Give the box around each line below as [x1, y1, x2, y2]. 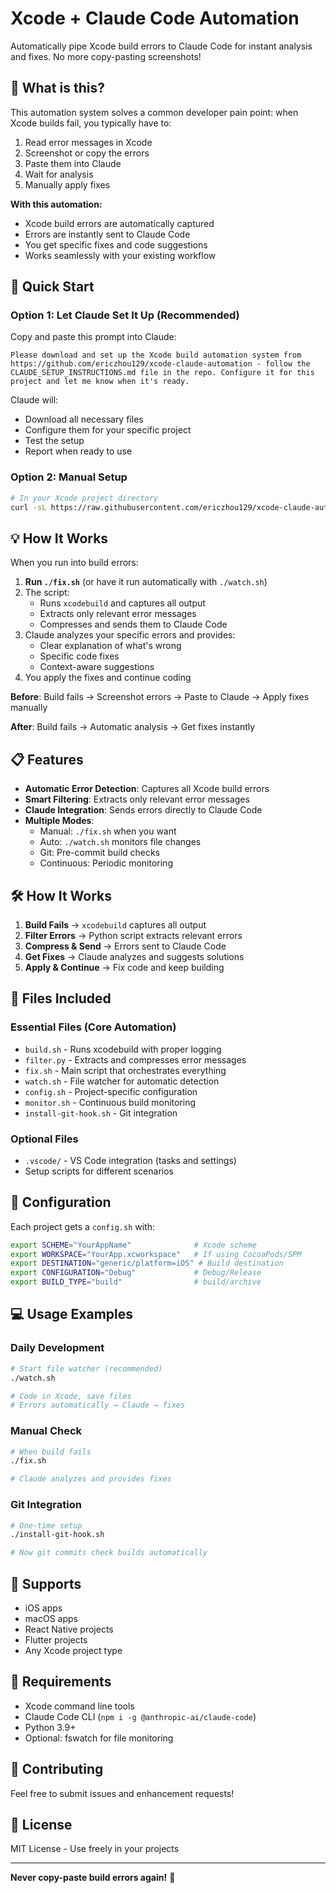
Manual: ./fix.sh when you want [39, 825, 177, 837]
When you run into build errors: [10, 557, 139, 569]
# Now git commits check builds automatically [10, 1548, 208, 1558]
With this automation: [10, 198, 103, 210]
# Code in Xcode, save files [10, 1391, 132, 1401]
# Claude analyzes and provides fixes [10, 1474, 172, 1484]
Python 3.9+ [24, 1721, 77, 1733]
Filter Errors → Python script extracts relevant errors [24, 929, 243, 941]
